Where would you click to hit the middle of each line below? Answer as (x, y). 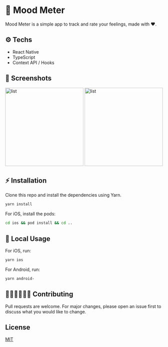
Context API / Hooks (33, 63)
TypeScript (24, 57)
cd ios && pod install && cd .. (39, 223)
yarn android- (20, 278)
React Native (25, 52)
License (18, 327)
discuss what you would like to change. (46, 311)
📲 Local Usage (28, 239)
